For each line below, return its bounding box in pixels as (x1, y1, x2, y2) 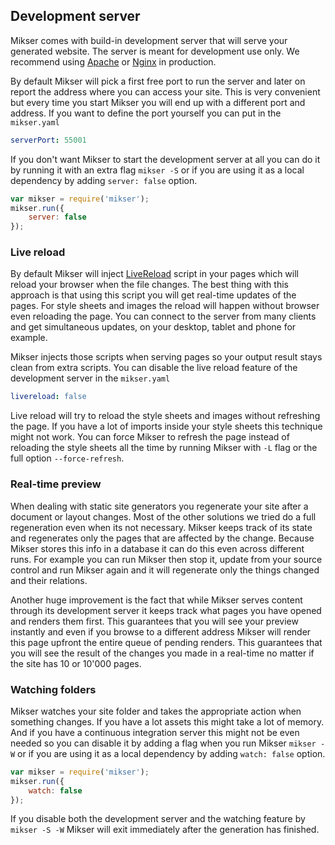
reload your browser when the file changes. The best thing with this (10, 279, 289, 291)
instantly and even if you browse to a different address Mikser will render (10, 625, 312, 638)
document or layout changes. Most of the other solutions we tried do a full (10, 510, 317, 523)
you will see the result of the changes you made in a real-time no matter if (10, 647, 315, 659)
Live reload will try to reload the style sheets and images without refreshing (10, 410, 321, 422)
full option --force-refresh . (10, 452, 125, 464)
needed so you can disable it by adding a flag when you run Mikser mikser (10, 737, 317, 749)
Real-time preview (10, 477, 102, 491)
